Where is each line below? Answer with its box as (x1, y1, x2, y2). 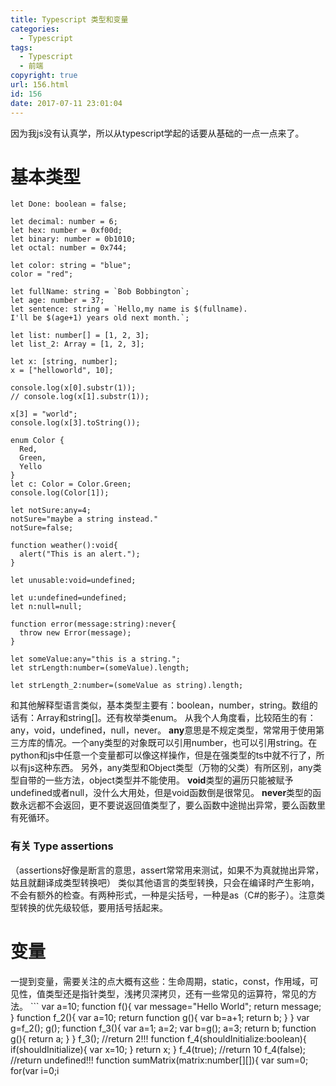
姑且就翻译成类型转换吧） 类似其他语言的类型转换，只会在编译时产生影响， (10, 876, 320, 888)
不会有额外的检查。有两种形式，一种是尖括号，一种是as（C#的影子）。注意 (10, 889, 317, 901)
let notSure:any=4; (10, 506, 92, 516)
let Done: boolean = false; (10, 199, 128, 210)
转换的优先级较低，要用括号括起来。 (18, 901, 168, 913)
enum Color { (10, 436, 65, 446)
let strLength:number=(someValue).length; (10, 663, 190, 673)
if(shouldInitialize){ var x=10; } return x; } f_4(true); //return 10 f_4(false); (10, 1043, 307, 1055)
